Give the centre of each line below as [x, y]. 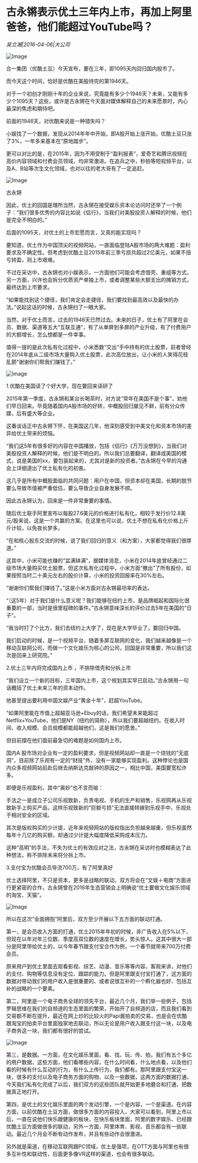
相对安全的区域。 [32, 815]
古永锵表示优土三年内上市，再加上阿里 [99, 12]
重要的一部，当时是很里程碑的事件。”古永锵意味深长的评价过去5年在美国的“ [96, 608]
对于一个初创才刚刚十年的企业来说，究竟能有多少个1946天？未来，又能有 [95, 94]
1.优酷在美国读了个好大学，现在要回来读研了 [60, 386]
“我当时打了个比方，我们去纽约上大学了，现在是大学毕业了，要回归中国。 [95, 627]
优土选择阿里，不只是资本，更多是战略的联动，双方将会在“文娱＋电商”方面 [96, 880]
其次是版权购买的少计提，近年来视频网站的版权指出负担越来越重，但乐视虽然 [99, 827]
